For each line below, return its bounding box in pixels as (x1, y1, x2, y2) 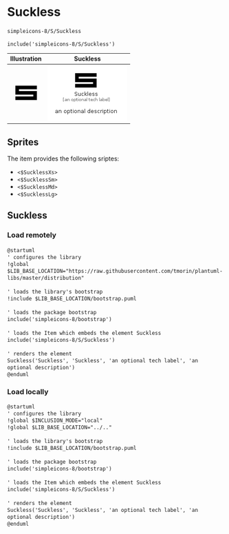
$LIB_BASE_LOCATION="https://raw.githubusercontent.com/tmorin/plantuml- (7, 267, 223, 274)
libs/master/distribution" (7, 274, 85, 281)
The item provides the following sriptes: (7, 154, 120, 163)
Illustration (10, 54, 43, 63)
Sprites (7, 136, 39, 148)
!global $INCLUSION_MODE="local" (7, 417, 103, 424)
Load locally (7, 387, 49, 396)
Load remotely (7, 230, 57, 240)
